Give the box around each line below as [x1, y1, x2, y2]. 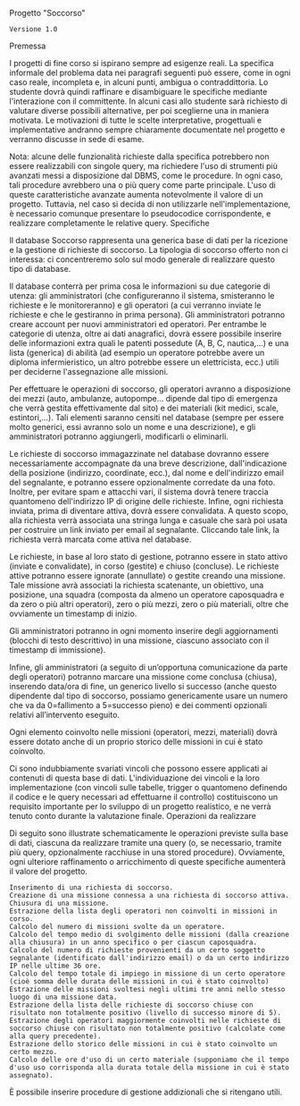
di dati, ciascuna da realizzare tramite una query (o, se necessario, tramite [9, 838, 282, 848]
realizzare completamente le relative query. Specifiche [9, 218, 210, 228]
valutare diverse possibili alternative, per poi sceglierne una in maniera [9, 106, 270, 115]
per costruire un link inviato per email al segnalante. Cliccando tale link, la [9, 525, 279, 535]
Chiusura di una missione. [9, 899, 110, 908]
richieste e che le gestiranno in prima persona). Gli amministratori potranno [9, 309, 286, 320]
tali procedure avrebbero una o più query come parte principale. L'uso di [9, 180, 277, 190]
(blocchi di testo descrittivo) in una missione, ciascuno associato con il [9, 635, 270, 646]
